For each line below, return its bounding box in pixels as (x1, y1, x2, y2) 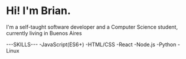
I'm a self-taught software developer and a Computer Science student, (6, 23, 178, 30)
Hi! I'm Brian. (6, 4, 71, 18)
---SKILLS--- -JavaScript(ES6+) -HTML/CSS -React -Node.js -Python (6, 41, 177, 48)
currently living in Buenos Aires (6, 29, 82, 36)
